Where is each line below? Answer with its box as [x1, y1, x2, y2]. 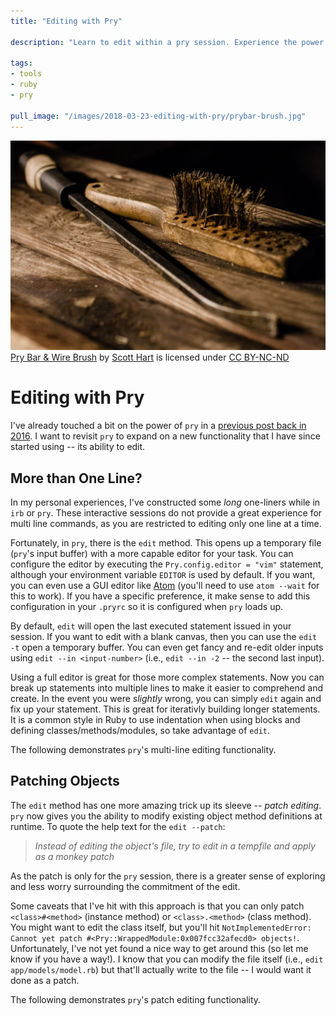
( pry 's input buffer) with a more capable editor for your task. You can [10, 547, 294, 559]
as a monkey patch [34, 850, 115, 862]
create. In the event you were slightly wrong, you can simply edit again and [10, 692, 322, 704]
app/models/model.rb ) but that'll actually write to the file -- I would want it [10, 963, 312, 975]
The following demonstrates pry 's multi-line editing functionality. [10, 743, 277, 755]
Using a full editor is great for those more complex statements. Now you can [10, 671, 325, 683]
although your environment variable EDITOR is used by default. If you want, [10, 568, 316, 580]
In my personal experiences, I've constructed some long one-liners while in [10, 496, 321, 508]
